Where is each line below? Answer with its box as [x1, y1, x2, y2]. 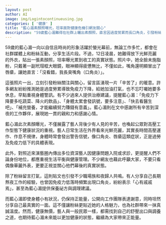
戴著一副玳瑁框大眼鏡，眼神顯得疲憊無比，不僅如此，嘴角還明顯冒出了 [18, 63, 161, 69]
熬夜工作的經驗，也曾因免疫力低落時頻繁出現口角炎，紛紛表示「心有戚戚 [5, 179, 152, 185]
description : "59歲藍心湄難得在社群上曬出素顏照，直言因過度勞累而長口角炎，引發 [5, 30, 155, 35]
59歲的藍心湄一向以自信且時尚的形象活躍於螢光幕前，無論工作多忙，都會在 [5, 45, 158, 50]
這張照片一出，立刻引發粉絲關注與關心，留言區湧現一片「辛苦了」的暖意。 [5, 80, 157, 86]
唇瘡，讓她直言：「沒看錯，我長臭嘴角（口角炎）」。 [5, 69, 107, 75]
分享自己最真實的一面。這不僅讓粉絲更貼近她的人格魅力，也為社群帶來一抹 [5, 202, 157, 208]
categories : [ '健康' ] [5, 21, 53, 26]
